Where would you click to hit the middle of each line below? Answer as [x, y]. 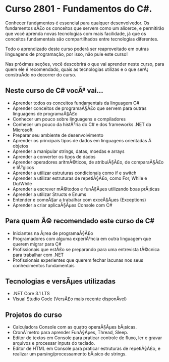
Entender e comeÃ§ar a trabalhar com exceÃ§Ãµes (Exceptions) [79, 199]
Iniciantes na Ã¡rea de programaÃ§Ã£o [53, 233]
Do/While [22, 183]
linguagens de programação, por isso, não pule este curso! [66, 54]
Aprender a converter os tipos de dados [54, 156]
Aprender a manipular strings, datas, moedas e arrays [68, 151]
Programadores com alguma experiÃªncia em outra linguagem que [82, 238]
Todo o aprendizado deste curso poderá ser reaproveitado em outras [77, 49]
